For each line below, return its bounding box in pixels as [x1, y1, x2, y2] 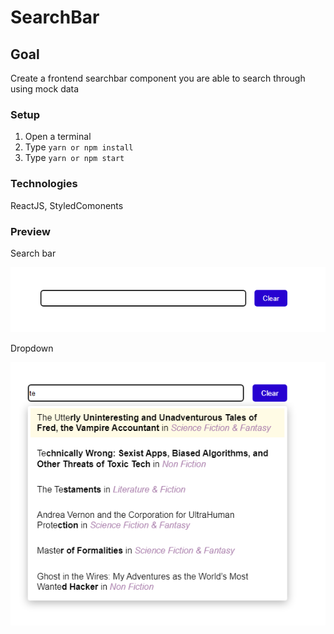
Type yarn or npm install [24, 141, 134, 153]
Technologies [10, 177, 78, 191]
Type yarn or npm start [24, 152, 125, 164]
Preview [10, 224, 51, 238]
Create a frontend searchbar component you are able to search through [10, 72, 306, 84]
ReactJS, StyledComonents [10, 199, 124, 211]
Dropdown [10, 342, 54, 354]
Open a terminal [24, 131, 92, 143]
